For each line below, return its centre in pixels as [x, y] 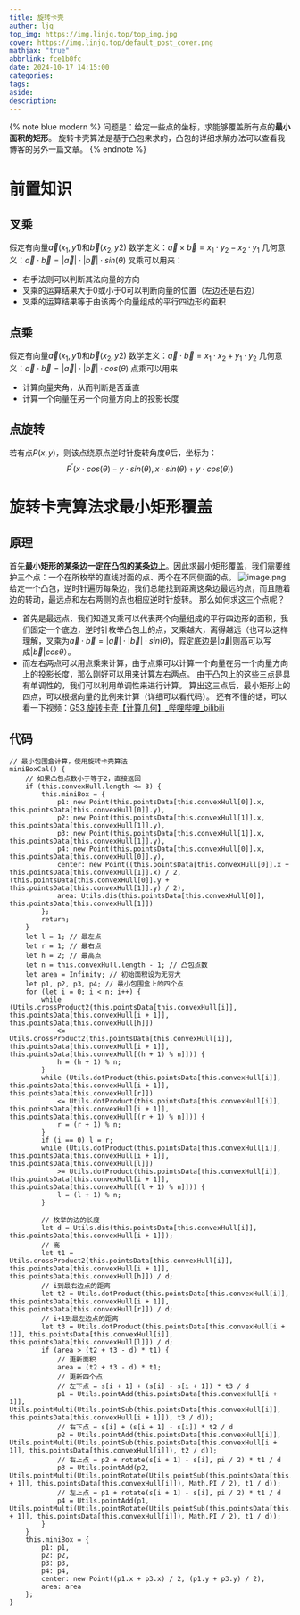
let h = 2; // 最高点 [63, 956]
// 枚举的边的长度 [71, 1220]
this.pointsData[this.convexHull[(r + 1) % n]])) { [107, 1117]
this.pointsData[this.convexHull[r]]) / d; [92, 1310]
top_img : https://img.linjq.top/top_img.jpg [93, 34]
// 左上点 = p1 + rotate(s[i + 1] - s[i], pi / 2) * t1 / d [169, 1493]
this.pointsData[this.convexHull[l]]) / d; [92, 1343]
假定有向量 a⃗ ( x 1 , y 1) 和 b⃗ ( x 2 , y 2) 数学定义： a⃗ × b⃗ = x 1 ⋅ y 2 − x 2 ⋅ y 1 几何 [144, 249]
